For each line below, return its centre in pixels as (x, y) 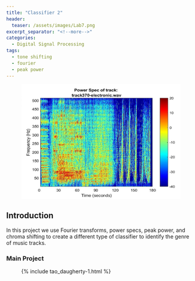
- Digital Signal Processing (48, 44)
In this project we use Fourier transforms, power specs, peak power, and (96, 230)
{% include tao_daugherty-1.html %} (66, 271)
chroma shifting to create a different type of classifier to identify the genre (98, 236)
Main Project (25, 258)
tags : (13, 51)
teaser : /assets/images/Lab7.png (53, 25)
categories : (21, 38)
